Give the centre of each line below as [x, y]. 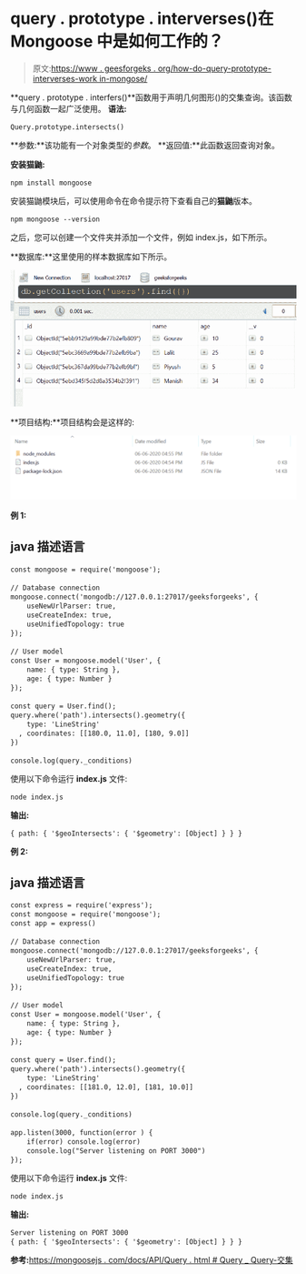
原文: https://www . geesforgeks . [94, 68]
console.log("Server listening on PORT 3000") [116, 1151]
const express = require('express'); [82, 905]
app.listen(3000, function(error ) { [82, 1133]
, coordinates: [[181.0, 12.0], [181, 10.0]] [106, 1087]
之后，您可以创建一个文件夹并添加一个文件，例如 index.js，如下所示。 [141, 237]
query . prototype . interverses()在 [142, 19]
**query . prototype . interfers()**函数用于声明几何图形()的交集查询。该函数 [152, 97]
